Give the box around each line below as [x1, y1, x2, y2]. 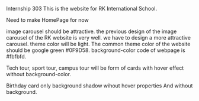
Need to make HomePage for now [6, 17, 89, 23]
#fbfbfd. [6, 53, 27, 60]
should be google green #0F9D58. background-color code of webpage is [6, 47, 185, 54]
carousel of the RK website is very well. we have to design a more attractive [6, 34, 191, 41]
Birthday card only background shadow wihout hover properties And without [6, 82, 193, 89]
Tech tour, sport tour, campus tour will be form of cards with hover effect [6, 64, 184, 71]
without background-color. [6, 71, 72, 77]
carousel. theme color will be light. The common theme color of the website [6, 41, 191, 47]
